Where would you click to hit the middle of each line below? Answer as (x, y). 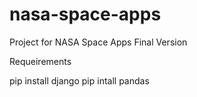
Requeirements (40, 61)
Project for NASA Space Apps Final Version (98, 42)
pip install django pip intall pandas (79, 80)
